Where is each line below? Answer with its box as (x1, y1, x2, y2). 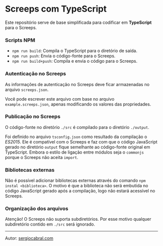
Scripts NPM (5, 36, 35, 43)
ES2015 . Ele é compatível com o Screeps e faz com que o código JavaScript (5, 139, 158, 144)
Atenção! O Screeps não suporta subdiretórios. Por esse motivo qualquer (5, 216, 151, 222)
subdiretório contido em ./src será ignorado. (5, 221, 96, 227)
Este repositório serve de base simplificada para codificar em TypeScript (5, 19, 152, 25)
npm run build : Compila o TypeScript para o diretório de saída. (12, 48, 137, 54)
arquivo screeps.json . (5, 87, 49, 92)
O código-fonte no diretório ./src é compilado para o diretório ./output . (5, 124, 149, 130)
